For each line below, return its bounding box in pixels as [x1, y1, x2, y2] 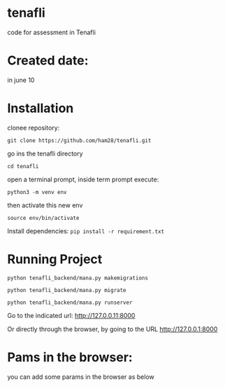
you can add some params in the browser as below [7, 373, 155, 381]
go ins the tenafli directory [7, 149, 83, 158]
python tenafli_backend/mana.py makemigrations [7, 275, 149, 282]
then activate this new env [7, 201, 83, 209]
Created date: [7, 53, 89, 69]
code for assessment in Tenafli [7, 28, 96, 36]
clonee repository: [7, 123, 60, 132]
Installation [7, 100, 74, 116]
